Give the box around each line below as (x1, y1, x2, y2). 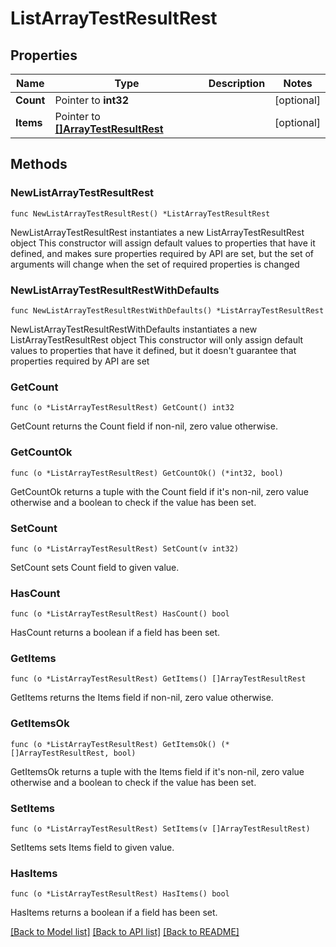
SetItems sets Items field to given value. (10, 842, 175, 854)
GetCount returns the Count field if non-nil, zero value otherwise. (10, 420, 278, 432)
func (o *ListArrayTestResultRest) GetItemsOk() (10, 739, 217, 749)
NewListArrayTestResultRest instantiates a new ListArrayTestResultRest (10, 226, 305, 238)
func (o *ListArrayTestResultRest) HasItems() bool (10, 889, 230, 899)
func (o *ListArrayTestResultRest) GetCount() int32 (10, 403, 235, 413)
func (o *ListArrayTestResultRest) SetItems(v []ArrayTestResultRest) (10, 824, 311, 834)
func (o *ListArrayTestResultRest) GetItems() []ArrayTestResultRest (10, 674, 307, 684)
